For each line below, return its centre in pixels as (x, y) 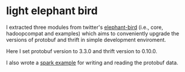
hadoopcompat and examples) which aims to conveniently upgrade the (93, 33)
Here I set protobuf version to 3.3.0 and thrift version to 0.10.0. (82, 51)
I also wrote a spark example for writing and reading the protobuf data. (92, 63)
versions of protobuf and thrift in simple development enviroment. (86, 40)
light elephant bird (52, 11)
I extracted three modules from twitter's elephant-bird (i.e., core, (85, 27)
